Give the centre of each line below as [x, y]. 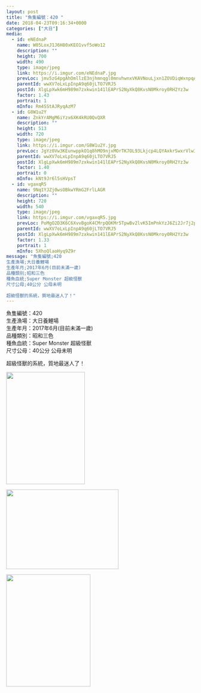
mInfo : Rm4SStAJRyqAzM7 [47, 106]
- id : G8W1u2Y [29, 112]
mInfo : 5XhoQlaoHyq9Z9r [47, 251]
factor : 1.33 [33, 240]
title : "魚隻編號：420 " [35, 17]
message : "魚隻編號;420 [34, 257]
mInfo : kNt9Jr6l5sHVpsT [47, 179]
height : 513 [32, 129]
